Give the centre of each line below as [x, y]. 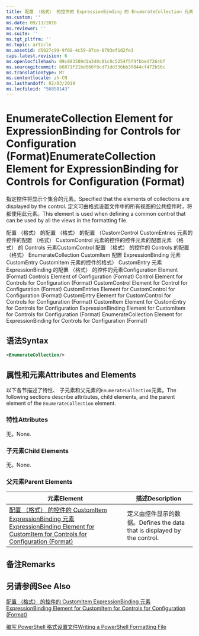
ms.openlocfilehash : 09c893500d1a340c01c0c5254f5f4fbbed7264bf [86, 61]
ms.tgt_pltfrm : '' [29, 39]
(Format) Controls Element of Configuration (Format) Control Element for [95, 276]
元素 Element [65, 499]
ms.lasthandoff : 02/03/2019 [41, 84]
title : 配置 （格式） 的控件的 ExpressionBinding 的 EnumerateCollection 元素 [100, 12]
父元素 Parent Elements [39, 481]
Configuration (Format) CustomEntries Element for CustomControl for [91, 289]
